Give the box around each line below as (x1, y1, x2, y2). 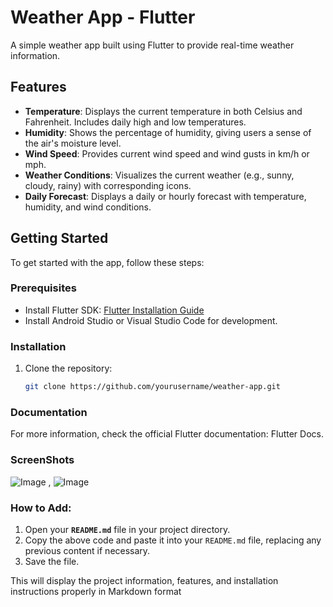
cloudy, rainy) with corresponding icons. (24, 179, 192, 191)
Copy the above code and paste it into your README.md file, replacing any (24, 534, 322, 546)
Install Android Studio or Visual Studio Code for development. (24, 314, 278, 326)
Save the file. (24, 555, 80, 567)
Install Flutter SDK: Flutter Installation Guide (24, 304, 205, 316)
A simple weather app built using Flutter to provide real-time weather (10, 39, 295, 51)
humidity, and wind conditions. (24, 201, 152, 213)
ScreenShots (10, 453, 75, 467)
